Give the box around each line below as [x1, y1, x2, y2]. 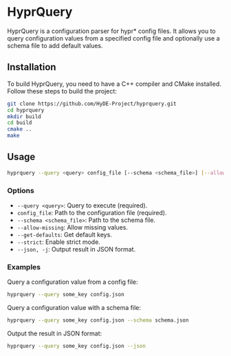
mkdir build [7, 113, 41, 120]
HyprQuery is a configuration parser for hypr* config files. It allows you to [7, 27, 216, 35]
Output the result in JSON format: [7, 329, 102, 337]
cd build [7, 120, 32, 126]
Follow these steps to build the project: [7, 87, 117, 95]
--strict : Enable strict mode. [16, 238, 101, 246]
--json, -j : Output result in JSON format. [16, 245, 136, 253]
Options [7, 186, 34, 195]
